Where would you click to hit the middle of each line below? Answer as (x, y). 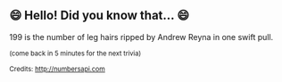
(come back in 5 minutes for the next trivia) (75, 53)
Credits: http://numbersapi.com (57, 69)
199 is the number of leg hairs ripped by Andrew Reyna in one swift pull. (141, 37)
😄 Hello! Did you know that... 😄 (100, 16)
